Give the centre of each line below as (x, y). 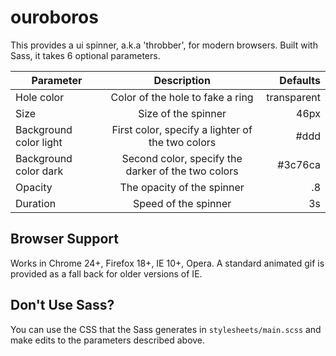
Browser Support (65, 239)
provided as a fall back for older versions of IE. (106, 273)
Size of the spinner (182, 113)
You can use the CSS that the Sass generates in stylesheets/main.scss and (166, 329)
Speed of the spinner (182, 203)
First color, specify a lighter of (182, 129)
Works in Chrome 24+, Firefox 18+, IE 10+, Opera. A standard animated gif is (167, 263)
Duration (36, 203)
